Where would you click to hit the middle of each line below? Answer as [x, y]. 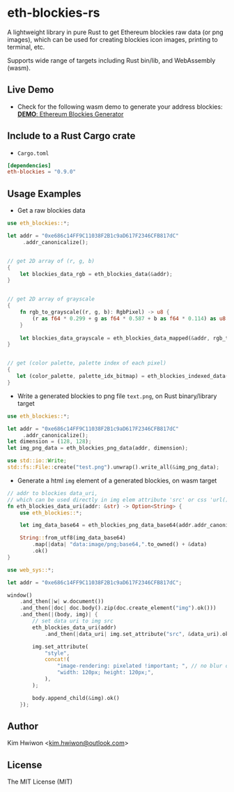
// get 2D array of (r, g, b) [51, 261]
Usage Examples [44, 193]
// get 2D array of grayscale [51, 299]
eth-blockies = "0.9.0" [42, 172]
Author [23, 726]
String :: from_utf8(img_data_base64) [73, 538]
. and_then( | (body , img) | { [59, 615]
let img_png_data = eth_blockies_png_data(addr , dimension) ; [98, 448]
